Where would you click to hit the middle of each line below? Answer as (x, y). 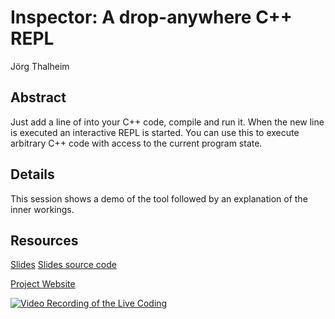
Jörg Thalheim (40, 66)
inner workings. (42, 209)
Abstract (38, 97)
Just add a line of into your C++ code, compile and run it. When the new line (167, 122)
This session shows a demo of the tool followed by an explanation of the (159, 198)
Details (32, 174)
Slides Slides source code (63, 265)
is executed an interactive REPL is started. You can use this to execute (155, 132)
